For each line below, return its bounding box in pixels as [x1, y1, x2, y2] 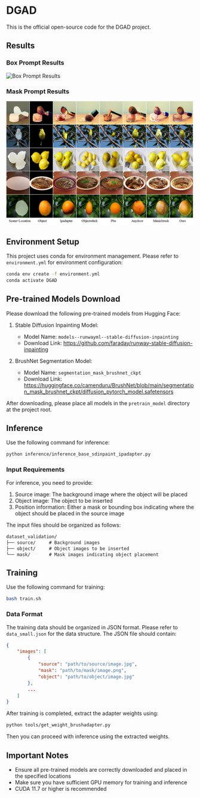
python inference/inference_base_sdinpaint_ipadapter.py [6, 451, 151, 457]
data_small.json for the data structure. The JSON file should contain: [6, 630, 177, 637]
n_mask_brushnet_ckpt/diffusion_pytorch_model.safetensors [23, 388, 174, 395]
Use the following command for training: [6, 583, 106, 591]
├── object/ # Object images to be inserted [6, 545, 130, 552]
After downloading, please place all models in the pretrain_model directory [6, 399, 190, 406]
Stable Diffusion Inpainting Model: [14, 321, 99, 329]
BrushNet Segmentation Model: [14, 357, 93, 365]
